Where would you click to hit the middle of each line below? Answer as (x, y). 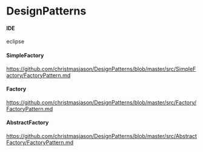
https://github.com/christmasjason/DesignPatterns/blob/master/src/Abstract (101, 136)
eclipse (15, 42)
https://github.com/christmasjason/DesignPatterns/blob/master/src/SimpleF (101, 69)
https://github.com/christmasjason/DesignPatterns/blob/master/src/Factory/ (101, 102)
